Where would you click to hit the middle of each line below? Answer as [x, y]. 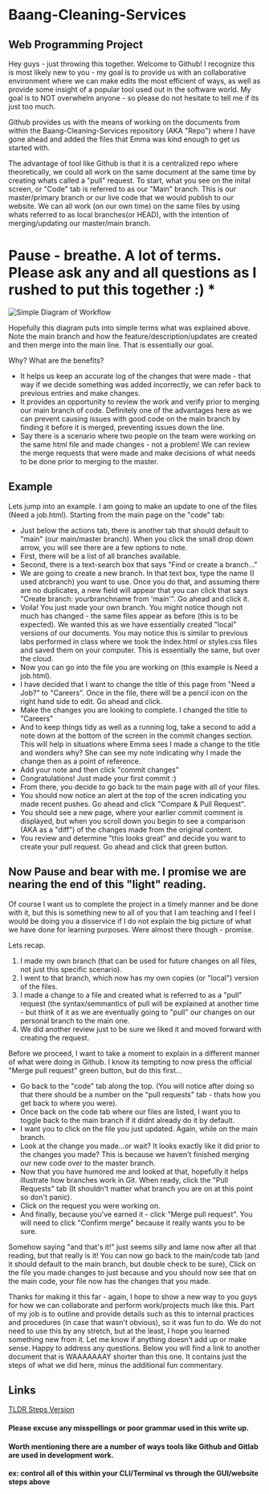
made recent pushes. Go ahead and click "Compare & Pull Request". [133, 804]
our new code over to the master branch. [88, 1163]
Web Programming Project [75, 45]
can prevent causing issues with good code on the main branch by [130, 418]
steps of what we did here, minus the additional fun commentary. [116, 1364]
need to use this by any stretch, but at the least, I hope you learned [119, 1331]
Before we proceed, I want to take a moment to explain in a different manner [134, 1053]
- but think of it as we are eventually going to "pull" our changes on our [137, 1012]
